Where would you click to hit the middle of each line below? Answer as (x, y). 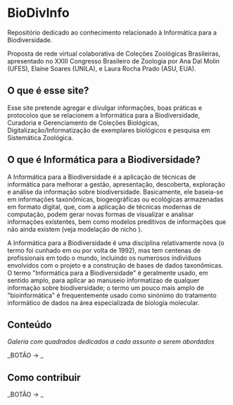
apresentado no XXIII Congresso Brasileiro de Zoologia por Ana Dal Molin (114, 61)
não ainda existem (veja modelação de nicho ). (75, 229)
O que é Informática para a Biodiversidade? (104, 160)
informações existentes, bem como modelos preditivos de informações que (117, 222)
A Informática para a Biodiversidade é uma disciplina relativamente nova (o (116, 243)
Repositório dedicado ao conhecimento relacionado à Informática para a (112, 32)
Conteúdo (30, 324)
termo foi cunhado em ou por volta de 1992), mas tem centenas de (104, 250)
